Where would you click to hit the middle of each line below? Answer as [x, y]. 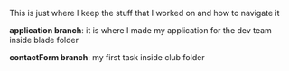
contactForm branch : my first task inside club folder [107, 57]
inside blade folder [44, 40]
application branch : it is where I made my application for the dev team [141, 30]
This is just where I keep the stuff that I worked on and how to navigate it [144, 13]
